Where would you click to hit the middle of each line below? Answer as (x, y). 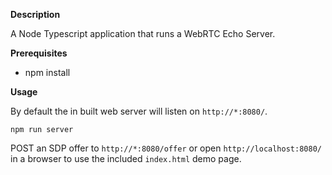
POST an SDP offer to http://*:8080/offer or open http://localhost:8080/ (166, 148)
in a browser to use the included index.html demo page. (126, 158)
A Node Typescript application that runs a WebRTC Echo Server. (143, 33)
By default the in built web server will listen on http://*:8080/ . (139, 111)
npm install (47, 72)
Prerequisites (39, 53)
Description (35, 14)
